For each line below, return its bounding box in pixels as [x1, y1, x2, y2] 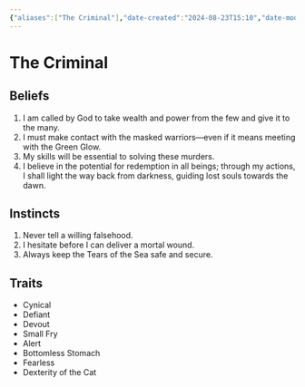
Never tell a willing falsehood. [22, 230, 133, 241]
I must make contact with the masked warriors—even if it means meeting [22, 131, 296, 142]
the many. [22, 121, 61, 132]
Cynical [22, 300, 52, 311]
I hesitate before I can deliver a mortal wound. [22, 239, 195, 250]
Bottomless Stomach [22, 348, 101, 359]
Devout [22, 319, 50, 330]
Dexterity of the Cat [22, 367, 97, 378]
